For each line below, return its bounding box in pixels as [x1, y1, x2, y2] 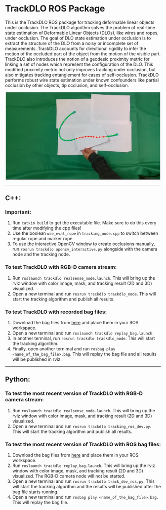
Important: [5, 209, 32, 215]
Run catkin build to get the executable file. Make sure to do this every [12, 220, 157, 226]
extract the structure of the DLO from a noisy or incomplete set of [5, 40, 139, 46]
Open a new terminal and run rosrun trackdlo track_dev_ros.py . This [12, 478, 155, 484]
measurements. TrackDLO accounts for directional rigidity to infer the [5, 45, 147, 51]
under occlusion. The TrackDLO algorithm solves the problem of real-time [5, 24, 156, 30]
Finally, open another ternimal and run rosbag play [12, 345, 116, 351]
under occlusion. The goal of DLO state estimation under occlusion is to [5, 35, 151, 41]
